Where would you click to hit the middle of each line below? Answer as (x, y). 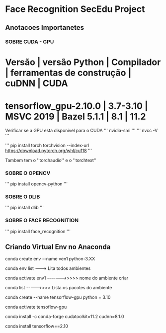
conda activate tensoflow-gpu (36, 307)
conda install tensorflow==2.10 (37, 326)
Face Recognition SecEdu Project (75, 9)
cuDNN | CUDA (37, 83)
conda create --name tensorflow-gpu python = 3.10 (58, 297)
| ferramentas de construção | (68, 73)
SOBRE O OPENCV (28, 173)
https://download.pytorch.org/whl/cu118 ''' (49, 151)
